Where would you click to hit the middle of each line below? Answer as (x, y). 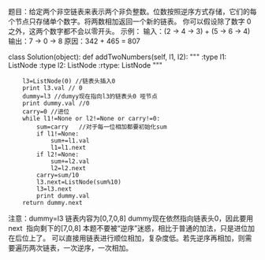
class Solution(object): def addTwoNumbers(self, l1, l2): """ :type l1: (118, 57)
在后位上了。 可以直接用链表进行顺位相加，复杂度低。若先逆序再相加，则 (127, 238)
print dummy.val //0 (56, 103)
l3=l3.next (54, 189)
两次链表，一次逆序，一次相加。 (80, 248)
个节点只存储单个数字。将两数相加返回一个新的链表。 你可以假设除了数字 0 (130, 21)
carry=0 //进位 (46, 112)
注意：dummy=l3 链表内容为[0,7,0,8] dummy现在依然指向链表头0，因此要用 (131, 218)
